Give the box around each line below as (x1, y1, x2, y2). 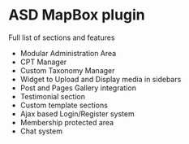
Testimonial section (19, 91, 85, 101)
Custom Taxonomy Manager (19, 65, 115, 75)
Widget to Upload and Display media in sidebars (19, 74, 182, 84)
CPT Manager (19, 57, 67, 67)
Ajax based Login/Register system (19, 108, 135, 119)
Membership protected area (19, 117, 114, 127)
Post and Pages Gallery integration (19, 83, 136, 93)
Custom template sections (19, 100, 108, 110)
